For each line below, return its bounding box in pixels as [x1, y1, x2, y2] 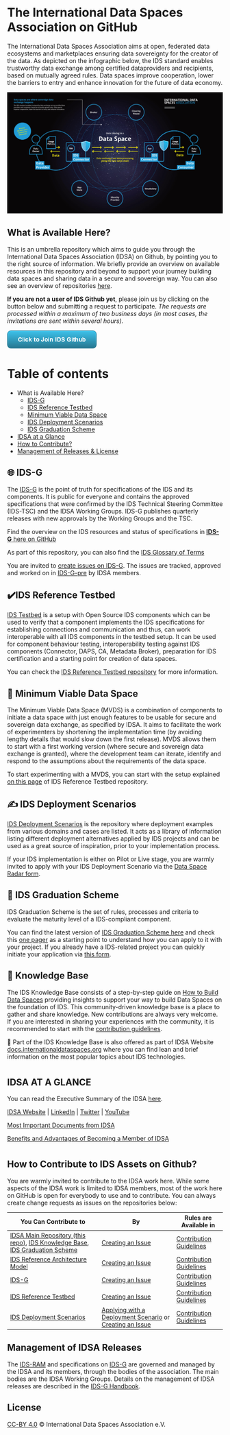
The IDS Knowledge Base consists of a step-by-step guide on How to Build [7, 988, 219, 996]
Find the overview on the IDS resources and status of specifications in [7, 527, 205, 535]
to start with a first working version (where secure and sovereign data [7, 743, 204, 751]
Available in [181, 1221, 216, 1229]
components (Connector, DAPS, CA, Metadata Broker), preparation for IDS [7, 647, 217, 655]
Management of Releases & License [16, 447, 118, 455]
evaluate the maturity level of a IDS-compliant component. [7, 915, 172, 923]
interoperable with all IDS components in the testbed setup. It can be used [7, 633, 216, 641]
